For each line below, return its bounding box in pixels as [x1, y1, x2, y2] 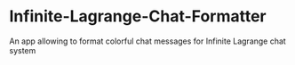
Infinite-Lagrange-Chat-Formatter [9, 6, 267, 27]
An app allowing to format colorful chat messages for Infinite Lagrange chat [9, 36, 286, 46]
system [9, 45, 36, 55]
